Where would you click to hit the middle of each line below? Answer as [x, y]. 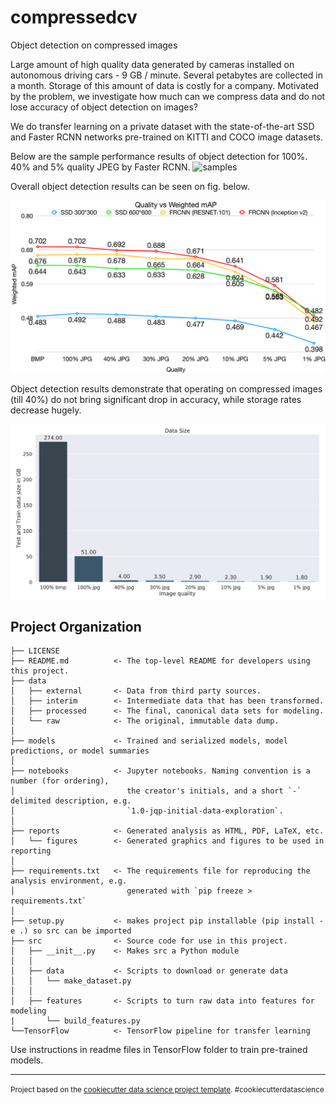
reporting [31, 851]
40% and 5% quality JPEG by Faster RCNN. [100, 167]
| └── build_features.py [75, 1021]
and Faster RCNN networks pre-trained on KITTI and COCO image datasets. [167, 137]
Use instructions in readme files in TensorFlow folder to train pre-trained [159, 1050]
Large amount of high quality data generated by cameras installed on [152, 64]
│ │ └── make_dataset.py [71, 981]
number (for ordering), [60, 781]
